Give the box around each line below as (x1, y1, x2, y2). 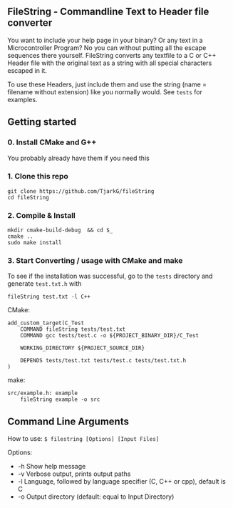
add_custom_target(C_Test (7, 319, 84, 327)
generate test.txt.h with (7, 279, 82, 288)
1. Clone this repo (7, 171, 69, 181)
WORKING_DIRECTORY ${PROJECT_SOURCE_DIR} (20, 344, 145, 352)
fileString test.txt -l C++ (7, 293, 91, 301)
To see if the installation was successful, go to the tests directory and (7, 272, 213, 281)
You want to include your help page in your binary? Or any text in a (7, 36, 203, 44)
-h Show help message (17, 462, 86, 471)
